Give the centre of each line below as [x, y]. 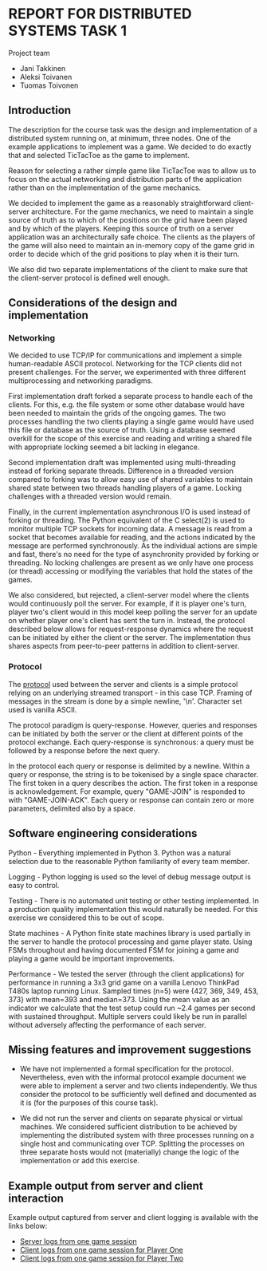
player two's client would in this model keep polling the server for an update [133, 612]
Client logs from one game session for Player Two [102, 1258]
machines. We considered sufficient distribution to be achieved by [128, 1127]
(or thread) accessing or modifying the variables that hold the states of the [131, 571]
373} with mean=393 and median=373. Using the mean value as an [119, 999]
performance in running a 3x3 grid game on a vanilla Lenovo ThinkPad [124, 982]
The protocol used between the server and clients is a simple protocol [123, 684]
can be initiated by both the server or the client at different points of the [126, 733]
